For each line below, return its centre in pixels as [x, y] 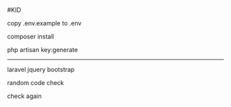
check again [25, 96]
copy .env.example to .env [44, 23]
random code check [35, 83]
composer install [31, 36]
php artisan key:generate [43, 50]
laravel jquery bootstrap [41, 69]
